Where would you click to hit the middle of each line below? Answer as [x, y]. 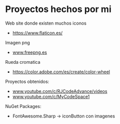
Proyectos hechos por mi [58, 9]
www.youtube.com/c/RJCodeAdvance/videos [60, 91]
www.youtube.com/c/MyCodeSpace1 [51, 96]
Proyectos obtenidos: [27, 81]
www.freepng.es [30, 52]
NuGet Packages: [23, 106]
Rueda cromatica [23, 62]
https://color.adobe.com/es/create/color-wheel [61, 72]
